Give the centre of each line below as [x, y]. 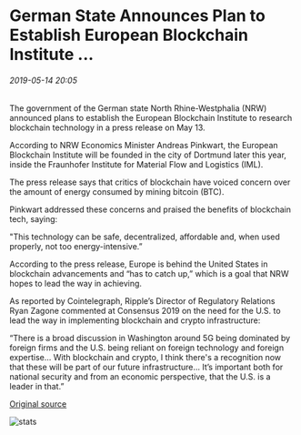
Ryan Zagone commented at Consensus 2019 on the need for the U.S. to [145, 311]
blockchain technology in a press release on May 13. [108, 127]
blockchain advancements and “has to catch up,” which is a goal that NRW [149, 274]
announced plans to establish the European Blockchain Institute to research [151, 118]
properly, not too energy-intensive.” [76, 247]
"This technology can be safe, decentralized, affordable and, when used [145, 237]
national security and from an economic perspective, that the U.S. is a [140, 377]
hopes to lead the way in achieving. [76, 284]
